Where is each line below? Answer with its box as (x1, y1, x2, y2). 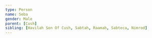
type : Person (5, 7, 33, 12)
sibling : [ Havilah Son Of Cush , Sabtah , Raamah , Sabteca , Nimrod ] (5, 26, 147, 31)
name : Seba (5, 12, 28, 17)
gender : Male (5, 16, 33, 21)
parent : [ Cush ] (5, 21, 37, 26)
